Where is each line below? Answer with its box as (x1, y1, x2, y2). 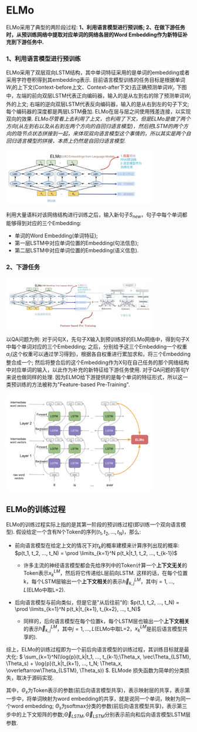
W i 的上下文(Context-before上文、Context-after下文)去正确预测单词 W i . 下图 (6, 83, 187, 92)
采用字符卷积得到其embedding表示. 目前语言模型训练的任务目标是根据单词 (6, 76, 186, 83)
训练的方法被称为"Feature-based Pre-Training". (16, 380, 130, 388)
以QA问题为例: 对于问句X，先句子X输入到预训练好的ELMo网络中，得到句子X (6, 336, 189, 343)
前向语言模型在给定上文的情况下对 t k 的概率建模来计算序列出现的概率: (14, 542, 180, 550)
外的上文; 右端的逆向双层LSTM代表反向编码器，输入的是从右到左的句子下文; (6, 101, 189, 108)
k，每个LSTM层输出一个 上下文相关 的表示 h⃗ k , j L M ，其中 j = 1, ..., (23, 577, 175, 586)
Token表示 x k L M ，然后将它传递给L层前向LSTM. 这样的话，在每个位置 (23, 568, 188, 578)
